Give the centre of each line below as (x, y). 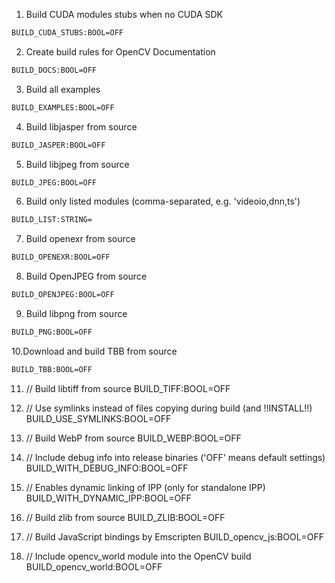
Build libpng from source (76, 313)
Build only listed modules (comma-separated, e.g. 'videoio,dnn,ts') (163, 201)
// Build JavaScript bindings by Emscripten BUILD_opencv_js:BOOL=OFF (175, 536)
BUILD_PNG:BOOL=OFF (52, 332)
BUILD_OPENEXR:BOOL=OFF (61, 257)
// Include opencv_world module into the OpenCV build (138, 556)
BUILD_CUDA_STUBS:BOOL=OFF (67, 33)
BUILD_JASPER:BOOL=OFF (58, 145)
